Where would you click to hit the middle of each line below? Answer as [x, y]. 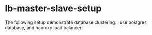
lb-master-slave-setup [53, 9]
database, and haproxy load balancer [43, 27]
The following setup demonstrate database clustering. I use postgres [76, 22]
